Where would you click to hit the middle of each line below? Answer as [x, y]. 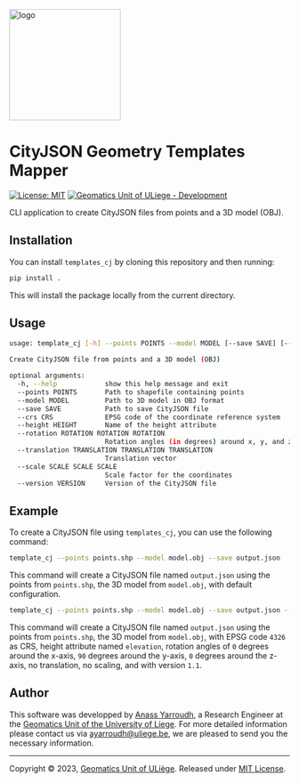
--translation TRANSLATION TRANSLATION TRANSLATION [115, 450]
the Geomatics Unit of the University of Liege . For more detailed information [148, 723]
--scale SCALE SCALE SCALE [67, 466]
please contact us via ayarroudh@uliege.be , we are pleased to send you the [149, 733]
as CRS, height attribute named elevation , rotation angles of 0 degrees [139, 646]
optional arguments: [48, 376]
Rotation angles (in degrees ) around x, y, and [194, 442]
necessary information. [52, 743]
